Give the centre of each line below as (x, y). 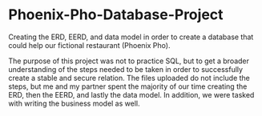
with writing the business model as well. (74, 103)
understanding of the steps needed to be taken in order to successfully (125, 69)
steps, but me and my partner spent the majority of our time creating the (128, 86)
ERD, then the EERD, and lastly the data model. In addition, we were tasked (131, 94)
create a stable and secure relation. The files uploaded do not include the (129, 78)
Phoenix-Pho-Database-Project (116, 15)
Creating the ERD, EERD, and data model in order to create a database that (131, 37)
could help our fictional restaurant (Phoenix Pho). (89, 45)
